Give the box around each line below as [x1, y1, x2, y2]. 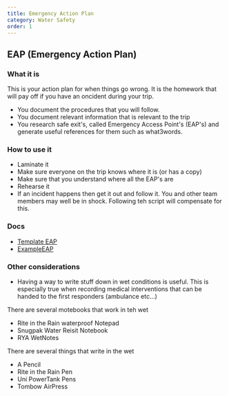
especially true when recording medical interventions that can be [17, 284, 202, 293]
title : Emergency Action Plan [7, 10, 94, 17]
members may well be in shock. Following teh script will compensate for [17, 197, 222, 206]
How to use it [7, 144, 52, 154]
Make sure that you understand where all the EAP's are [17, 175, 174, 184]
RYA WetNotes [17, 333, 59, 341]
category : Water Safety [7, 17, 76, 23]
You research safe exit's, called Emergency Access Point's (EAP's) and [17, 120, 219, 128]
